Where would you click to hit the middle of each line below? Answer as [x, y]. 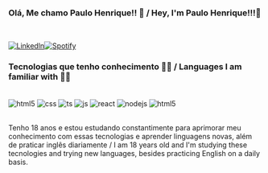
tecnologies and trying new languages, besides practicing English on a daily [134, 154]
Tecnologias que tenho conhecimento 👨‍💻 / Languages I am [125, 67]
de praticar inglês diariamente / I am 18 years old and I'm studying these [128, 145]
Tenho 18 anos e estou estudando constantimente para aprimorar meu [125, 128]
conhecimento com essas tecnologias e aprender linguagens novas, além [130, 137]
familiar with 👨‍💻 [39, 77]
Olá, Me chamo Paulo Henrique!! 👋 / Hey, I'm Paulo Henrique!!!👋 [135, 13]
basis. [18, 162]
